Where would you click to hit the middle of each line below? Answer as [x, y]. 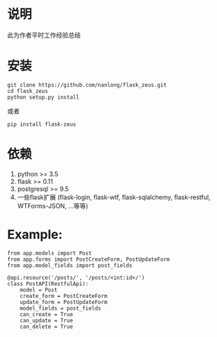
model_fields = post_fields [60, 308]
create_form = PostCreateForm [64, 296]
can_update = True [46, 320]
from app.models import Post [50, 253]
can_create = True [46, 314]
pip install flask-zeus [42, 124]
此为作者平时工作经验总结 [44, 35]
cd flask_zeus [28, 91]
